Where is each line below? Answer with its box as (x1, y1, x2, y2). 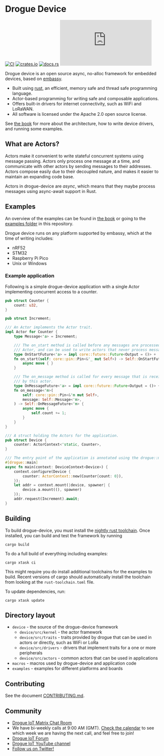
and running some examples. (5, 126, 63, 131)
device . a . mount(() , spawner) (22, 487, 82, 492)
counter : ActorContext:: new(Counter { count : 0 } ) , (22, 474, 123, 479)
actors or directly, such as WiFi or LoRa (19, 640, 99, 646)
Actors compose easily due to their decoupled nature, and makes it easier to (5, 168, 159, 174)
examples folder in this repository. (5, 221, 74, 227)
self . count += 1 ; (31, 411, 67, 416)
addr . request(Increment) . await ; (14, 497, 80, 502)
